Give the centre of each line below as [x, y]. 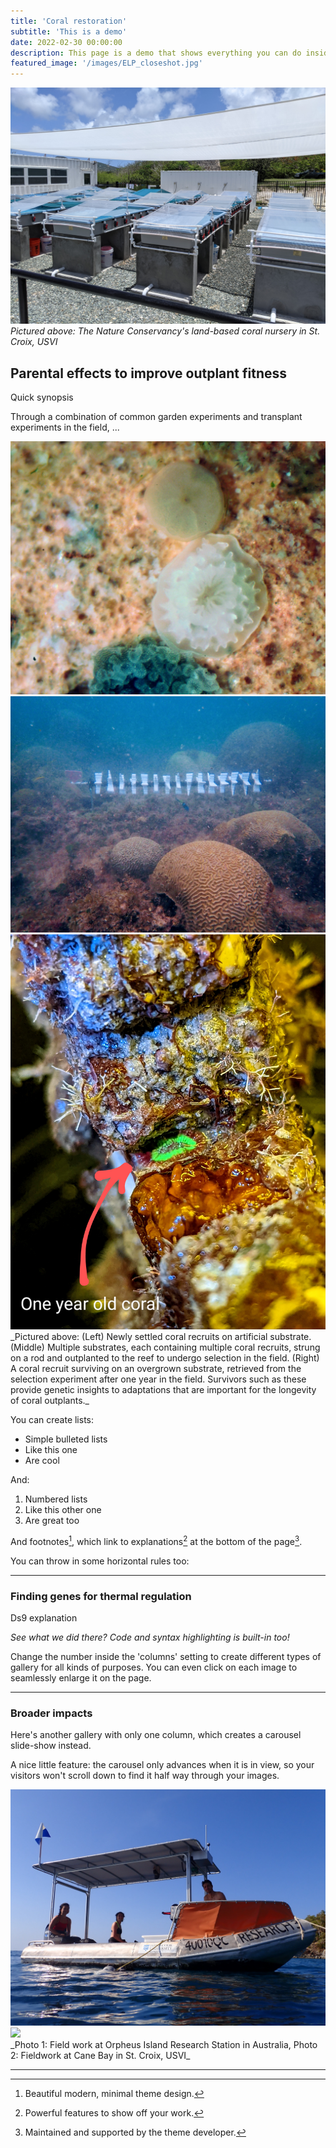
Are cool [42, 1460]
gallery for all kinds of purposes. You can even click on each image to [154, 1667]
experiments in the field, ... [65, 427]
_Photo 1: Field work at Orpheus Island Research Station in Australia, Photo [164, 2045]
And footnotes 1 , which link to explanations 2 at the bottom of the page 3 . [156, 1540]
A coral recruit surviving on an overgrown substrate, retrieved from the [156, 1368]
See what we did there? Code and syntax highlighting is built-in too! [150, 1637]
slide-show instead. [51, 1746]
